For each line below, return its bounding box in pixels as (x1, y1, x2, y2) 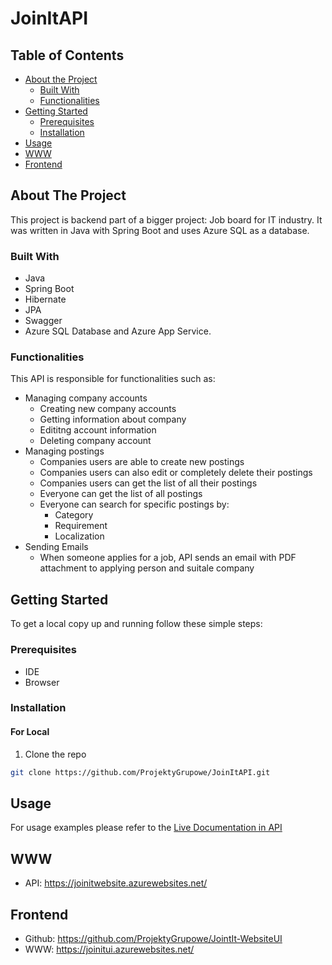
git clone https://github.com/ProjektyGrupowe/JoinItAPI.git (10, 767, 271, 777)
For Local (10, 726, 50, 738)
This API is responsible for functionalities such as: (10, 373, 216, 385)
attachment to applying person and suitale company (39, 562, 255, 574)
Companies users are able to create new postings (39, 456, 245, 468)
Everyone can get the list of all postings (39, 488, 203, 500)
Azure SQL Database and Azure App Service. (24, 325, 212, 337)
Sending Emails (24, 541, 89, 553)
